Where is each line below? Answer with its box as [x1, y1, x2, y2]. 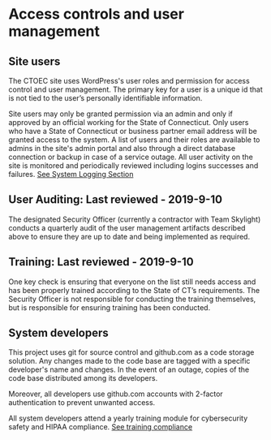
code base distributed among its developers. [8, 373, 158, 383]
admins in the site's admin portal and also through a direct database [8, 144, 236, 153]
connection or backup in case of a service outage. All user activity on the [8, 152, 253, 162]
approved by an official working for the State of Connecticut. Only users [8, 118, 249, 127]
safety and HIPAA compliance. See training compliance [8, 422, 193, 432]
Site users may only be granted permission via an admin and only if [8, 109, 233, 119]
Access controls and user [8, 5, 185, 24]
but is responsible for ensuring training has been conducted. [8, 302, 211, 313]
